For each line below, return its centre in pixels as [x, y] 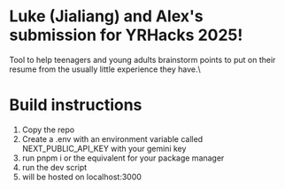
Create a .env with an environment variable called [112, 138]
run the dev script [54, 167]
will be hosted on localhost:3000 [81, 177]
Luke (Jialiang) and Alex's [106, 16]
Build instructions [76, 105]
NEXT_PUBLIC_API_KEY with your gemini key [104, 148]
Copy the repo [48, 130]
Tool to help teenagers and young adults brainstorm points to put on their [142, 59]
